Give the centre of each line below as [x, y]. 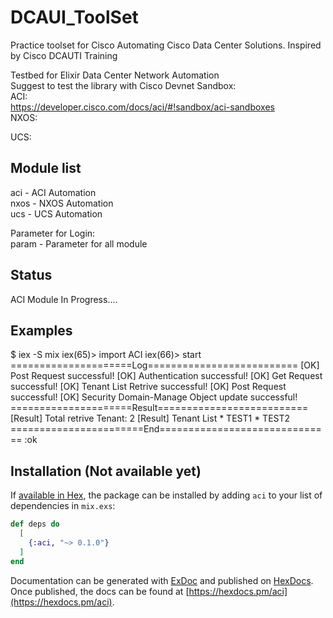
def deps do [35, 524]
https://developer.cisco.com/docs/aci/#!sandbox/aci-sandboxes [142, 107]
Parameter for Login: [53, 233]
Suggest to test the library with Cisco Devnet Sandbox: [123, 85]
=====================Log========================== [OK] [165, 365]
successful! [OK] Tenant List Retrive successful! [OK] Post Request [148, 387]
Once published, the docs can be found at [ [100, 591]
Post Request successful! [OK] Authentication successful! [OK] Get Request [166, 376]
